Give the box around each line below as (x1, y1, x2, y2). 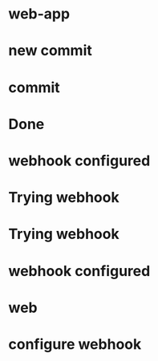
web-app (8, 5, 71, 23)
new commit (8, 42, 92, 60)
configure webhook (8, 335, 142, 353)
